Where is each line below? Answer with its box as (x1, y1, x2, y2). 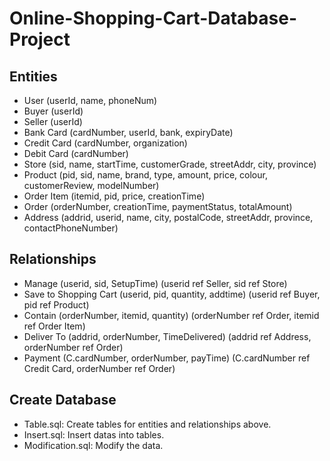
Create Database (9, 392, 117, 409)
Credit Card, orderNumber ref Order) (23, 362, 176, 374)
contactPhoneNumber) (23, 222, 119, 234)
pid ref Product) (23, 298, 90, 311)
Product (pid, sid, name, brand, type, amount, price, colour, (23, 169, 268, 181)
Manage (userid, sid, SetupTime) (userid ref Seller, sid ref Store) (23, 277, 288, 289)
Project (9, 28, 71, 51)
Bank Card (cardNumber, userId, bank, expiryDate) (23, 127, 234, 138)
